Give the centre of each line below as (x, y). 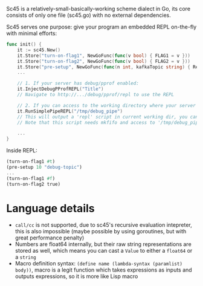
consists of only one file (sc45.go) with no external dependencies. (89, 15)
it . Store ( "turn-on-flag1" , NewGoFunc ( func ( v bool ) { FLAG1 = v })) (104, 56)
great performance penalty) (50, 238)
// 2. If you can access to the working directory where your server (107, 105)
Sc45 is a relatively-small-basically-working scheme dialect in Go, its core (98, 9)
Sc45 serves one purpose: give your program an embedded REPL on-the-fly (101, 27)
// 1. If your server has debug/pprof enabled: (78, 83)
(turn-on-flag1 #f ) (31, 178)
